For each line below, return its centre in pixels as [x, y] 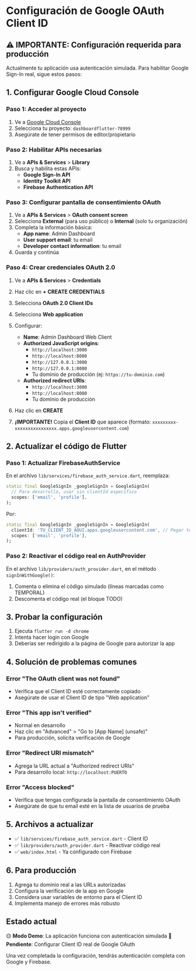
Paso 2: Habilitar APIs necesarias [54, 149]
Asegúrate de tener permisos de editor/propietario [75, 134]
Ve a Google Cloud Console [48, 122]
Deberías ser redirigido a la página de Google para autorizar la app [94, 643]
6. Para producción [41, 871]
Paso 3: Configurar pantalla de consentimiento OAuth [84, 202]
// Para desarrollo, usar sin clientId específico [74, 492]
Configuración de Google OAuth [85, 11]
